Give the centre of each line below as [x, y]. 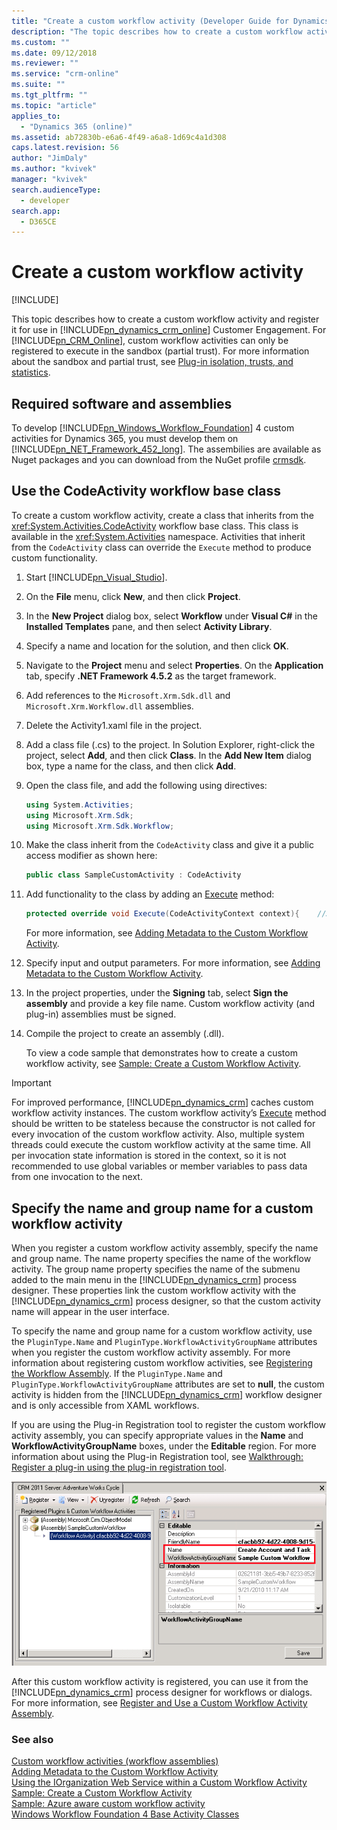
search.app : [36, 211]
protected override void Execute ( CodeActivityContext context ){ [162, 914]
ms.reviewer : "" [45, 63]
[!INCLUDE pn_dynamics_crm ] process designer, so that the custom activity [166, 1301]
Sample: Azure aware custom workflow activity [108, 1804]
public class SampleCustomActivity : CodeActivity [133, 875]
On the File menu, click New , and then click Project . [133, 596]
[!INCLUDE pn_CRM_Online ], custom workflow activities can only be [150, 341]
